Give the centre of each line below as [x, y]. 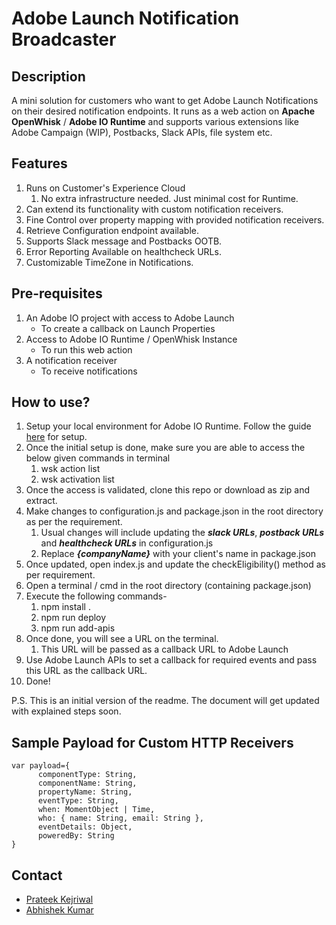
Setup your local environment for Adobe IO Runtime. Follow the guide [168, 426]
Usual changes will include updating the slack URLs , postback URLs [182, 533]
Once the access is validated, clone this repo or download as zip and [168, 490]
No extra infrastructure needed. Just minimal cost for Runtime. [169, 198]
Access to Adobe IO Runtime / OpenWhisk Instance [131, 339]
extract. [41, 501]
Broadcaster [64, 39]
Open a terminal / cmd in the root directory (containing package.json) [168, 586]
